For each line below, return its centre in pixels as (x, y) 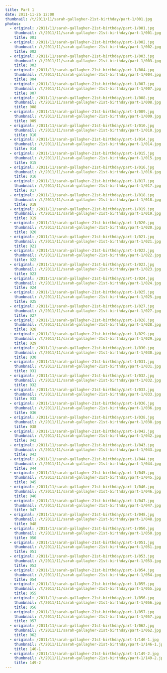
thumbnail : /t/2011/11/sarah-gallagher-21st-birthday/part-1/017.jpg (88, 186)
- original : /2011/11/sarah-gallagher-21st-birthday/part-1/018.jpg (82, 195)
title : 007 (25, 93)
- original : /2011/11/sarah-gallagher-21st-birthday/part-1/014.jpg (82, 139)
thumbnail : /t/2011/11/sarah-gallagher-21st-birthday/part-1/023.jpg (88, 269)
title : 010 (25, 135)
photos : (13, 24)
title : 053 (25, 565)
